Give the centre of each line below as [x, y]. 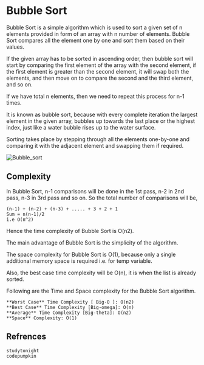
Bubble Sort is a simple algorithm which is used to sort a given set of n [94, 27]
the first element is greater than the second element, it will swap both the [98, 71]
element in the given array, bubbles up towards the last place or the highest [101, 121]
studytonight [23, 350]
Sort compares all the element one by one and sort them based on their [96, 40]
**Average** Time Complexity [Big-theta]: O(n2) [69, 313]
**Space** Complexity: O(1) [42, 318]
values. [15, 47]
